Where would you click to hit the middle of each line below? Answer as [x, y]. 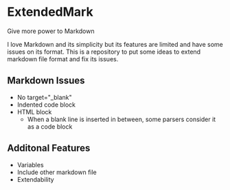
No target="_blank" [44, 97]
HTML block [34, 112]
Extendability [35, 179]
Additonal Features [49, 148]
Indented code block [46, 105]
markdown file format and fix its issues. [63, 59]
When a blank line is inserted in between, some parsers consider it [122, 119]
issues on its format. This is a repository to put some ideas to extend [104, 52]
